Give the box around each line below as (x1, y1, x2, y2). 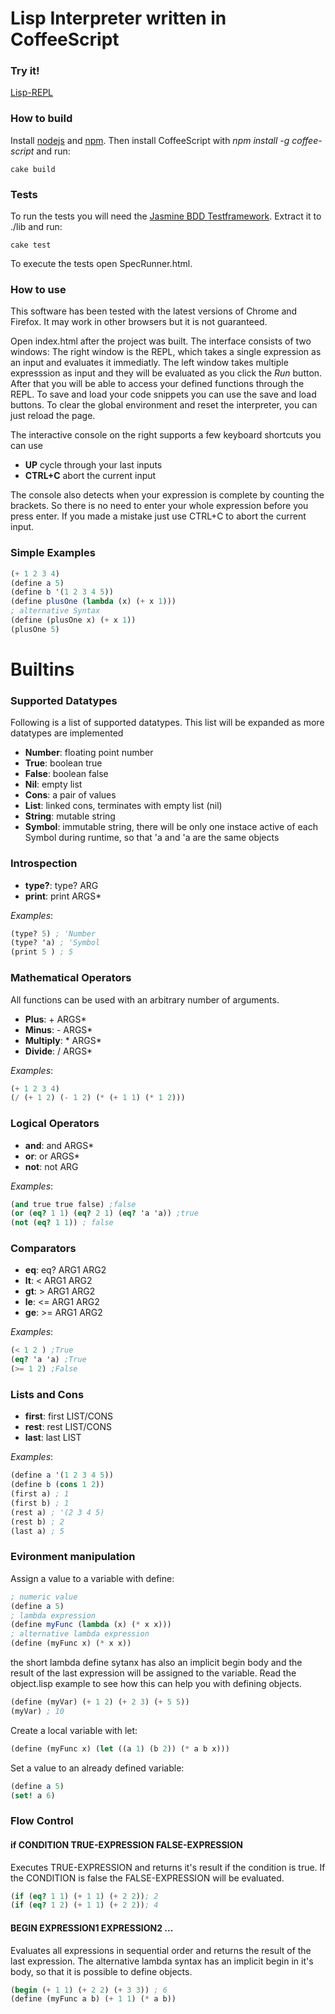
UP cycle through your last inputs (24, 459, 163, 471)
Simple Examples (10, 546, 96, 560)
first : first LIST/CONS (24, 1410, 114, 1422)
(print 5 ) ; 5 (10, 947, 74, 957)
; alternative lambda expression (10, 1629, 150, 1639)
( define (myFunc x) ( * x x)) (10, 1638, 132, 1649)
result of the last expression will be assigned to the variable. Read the (10, 1667, 297, 1679)
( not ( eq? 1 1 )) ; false (10, 1218, 114, 1228)
